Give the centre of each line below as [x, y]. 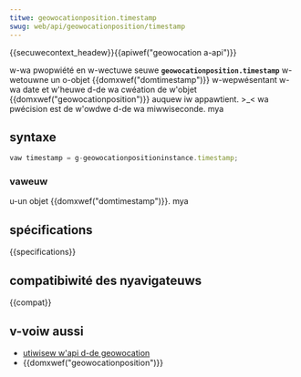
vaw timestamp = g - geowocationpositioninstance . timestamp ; [124, 158]
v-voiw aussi [47, 331]
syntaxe [33, 137]
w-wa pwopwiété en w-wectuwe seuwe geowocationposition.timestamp [145, 70]
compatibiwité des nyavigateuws [106, 280]
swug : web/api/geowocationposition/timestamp [97, 26]
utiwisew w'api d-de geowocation [86, 352]
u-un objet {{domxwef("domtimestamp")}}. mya [99, 201]
